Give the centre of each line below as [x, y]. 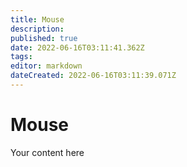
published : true [44, 38]
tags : [21, 57]
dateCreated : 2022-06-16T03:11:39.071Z [93, 76]
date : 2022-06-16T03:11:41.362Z [77, 47]
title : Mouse [37, 19]
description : [37, 29]
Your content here [47, 152]
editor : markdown [46, 66]
